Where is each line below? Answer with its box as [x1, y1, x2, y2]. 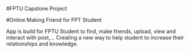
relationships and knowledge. [6, 41, 78, 47]
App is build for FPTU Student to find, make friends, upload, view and [6, 28, 176, 35]
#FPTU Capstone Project [6, 5, 67, 12]
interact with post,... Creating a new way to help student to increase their [6, 34, 184, 41]
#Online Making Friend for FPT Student [6, 16, 102, 23]
